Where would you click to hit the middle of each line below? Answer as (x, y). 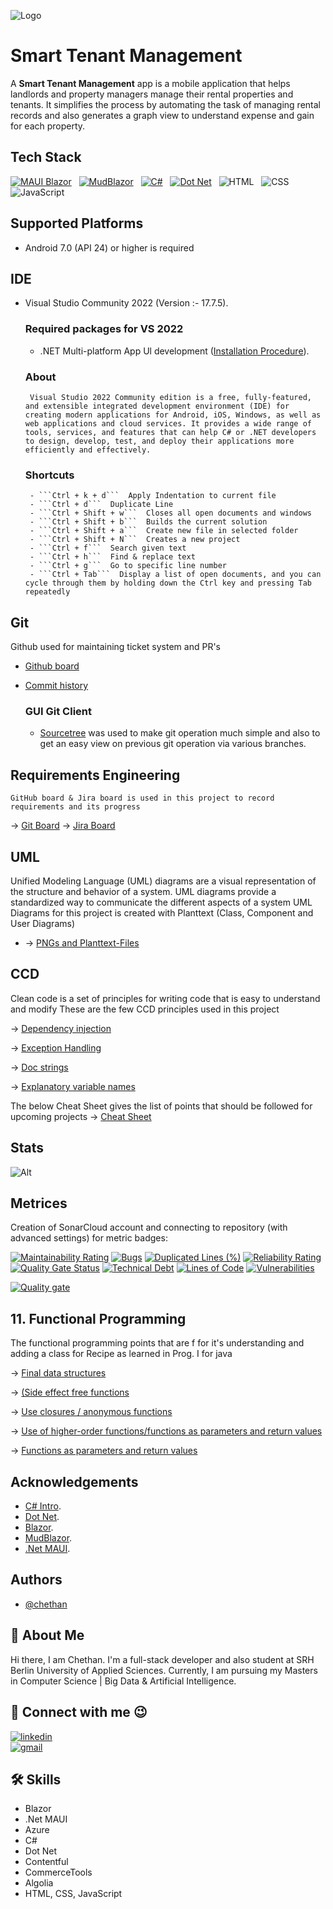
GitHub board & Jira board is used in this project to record (142, 798)
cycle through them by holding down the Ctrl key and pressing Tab (168, 583)
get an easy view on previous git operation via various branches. (173, 744)
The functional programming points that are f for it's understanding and (157, 1343)
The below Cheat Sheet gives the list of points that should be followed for (161, 1106)
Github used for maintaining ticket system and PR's (115, 647)
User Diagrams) (43, 923)
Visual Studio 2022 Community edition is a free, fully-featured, (170, 397)
